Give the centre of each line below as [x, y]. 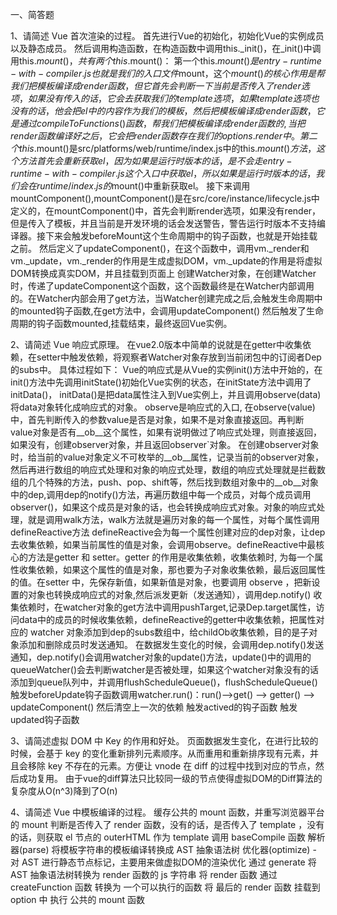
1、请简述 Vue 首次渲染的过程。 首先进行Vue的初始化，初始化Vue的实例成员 [167, 36]
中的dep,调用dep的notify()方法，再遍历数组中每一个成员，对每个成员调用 [161, 494]
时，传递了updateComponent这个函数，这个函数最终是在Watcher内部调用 [162, 286]
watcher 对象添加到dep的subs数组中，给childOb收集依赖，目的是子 [169, 632]
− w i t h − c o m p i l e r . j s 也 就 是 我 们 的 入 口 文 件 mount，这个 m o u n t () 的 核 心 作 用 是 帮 [167, 73]
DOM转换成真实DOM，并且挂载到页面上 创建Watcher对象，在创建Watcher [163, 273]
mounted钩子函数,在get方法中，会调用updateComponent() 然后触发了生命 [171, 311]
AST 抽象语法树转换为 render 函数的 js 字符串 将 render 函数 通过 [144, 874]
